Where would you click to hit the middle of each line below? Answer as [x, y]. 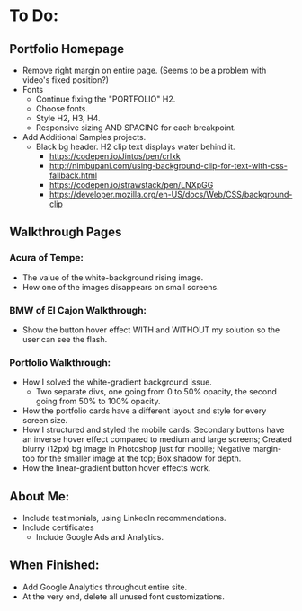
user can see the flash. [65, 339]
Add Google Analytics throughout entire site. [105, 587]
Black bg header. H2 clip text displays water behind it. [135, 146]
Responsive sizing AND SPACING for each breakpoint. [136, 128]
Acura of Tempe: [46, 258]
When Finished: [54, 566]
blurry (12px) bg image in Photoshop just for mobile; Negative [136, 449]
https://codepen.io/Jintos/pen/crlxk [115, 156]
